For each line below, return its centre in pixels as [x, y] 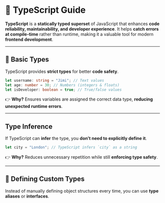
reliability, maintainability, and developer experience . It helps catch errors [82, 29]
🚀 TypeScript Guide [45, 10]
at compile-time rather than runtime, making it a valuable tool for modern [79, 34]
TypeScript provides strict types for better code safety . [62, 71]
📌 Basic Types [27, 59]
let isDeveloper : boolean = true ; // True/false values [63, 90]
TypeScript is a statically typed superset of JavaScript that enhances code [82, 24]
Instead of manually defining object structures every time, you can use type [82, 191]
